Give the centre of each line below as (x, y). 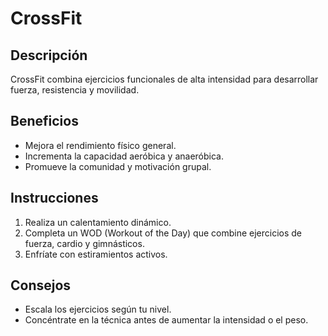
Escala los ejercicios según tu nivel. (98, 309)
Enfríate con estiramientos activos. (96, 254)
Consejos (41, 285)
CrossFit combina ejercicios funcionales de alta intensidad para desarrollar (164, 79)
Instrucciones (54, 198)
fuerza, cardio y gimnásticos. (84, 243)
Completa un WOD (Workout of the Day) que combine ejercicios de (163, 233)
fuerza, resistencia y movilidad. (75, 90)
